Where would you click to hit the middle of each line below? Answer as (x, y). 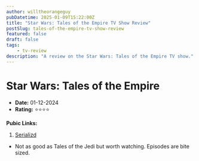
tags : (13, 45)
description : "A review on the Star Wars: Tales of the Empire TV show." (100, 56)
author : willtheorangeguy (38, 12)
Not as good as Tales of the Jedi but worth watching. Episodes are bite (102, 146)
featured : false (26, 34)
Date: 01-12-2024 (36, 102)
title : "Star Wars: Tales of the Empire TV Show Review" (79, 23)
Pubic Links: (22, 123)
